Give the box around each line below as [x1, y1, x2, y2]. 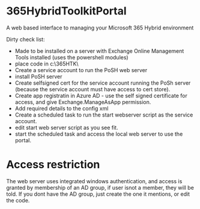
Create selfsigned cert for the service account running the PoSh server [14, 79, 191, 86]
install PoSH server [14, 73, 62, 80]
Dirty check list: [6, 35, 45, 43]
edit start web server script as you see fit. [14, 124, 118, 131]
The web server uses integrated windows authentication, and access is [6, 177, 183, 184]
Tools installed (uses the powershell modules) [14, 53, 129, 61]
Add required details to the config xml [14, 104, 109, 112]
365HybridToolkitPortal [6, 4, 127, 18]
